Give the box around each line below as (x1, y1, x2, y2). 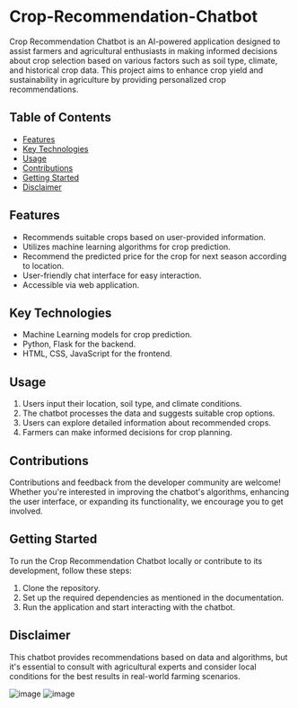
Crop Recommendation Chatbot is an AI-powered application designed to (9, 36, 281, 47)
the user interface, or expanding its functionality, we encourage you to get (9, 497, 285, 506)
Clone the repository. (22, 582, 101, 593)
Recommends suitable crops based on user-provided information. (22, 231, 267, 242)
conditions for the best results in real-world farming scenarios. (9, 670, 241, 681)
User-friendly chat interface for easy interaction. (22, 270, 202, 281)
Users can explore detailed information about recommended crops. (22, 417, 272, 428)
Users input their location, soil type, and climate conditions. (22, 399, 242, 409)
